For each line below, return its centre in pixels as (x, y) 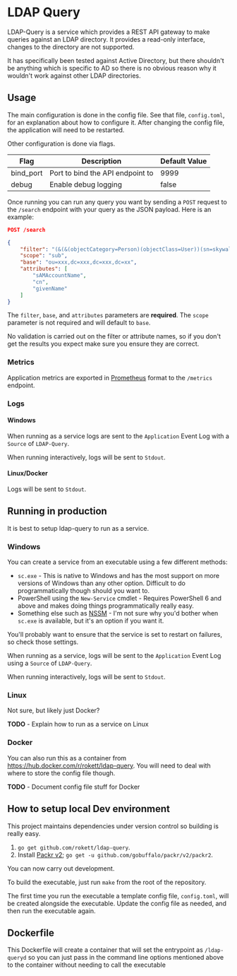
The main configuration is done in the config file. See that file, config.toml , (116, 114)
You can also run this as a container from (67, 758)
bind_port (27, 172)
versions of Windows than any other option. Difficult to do (101, 583)
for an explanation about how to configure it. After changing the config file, (116, 122)
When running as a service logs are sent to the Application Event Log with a (118, 436)
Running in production (57, 511)
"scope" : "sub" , (44, 256)
